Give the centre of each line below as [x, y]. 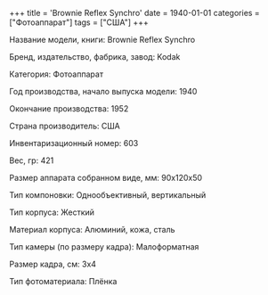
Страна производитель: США [65, 126]
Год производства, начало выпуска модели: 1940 [103, 91]
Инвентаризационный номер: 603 [74, 143]
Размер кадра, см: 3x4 [53, 264]
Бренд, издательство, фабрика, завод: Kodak [95, 57]
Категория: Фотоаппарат [57, 74]
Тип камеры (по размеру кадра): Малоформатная [104, 247]
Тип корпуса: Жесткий [52, 212]
